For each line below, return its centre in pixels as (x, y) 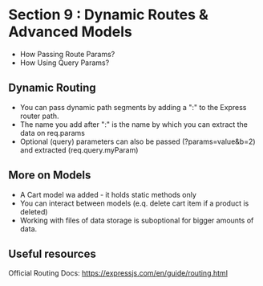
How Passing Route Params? (67, 54)
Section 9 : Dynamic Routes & (108, 15)
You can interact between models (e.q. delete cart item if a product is (134, 203)
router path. (39, 116)
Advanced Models (70, 32)
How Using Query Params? (65, 63)
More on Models (50, 176)
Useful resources (52, 253)
